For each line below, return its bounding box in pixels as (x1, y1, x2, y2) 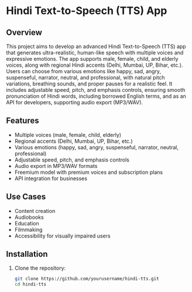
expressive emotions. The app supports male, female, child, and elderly (6, 56, 179, 62)
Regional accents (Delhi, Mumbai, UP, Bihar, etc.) (14, 138, 133, 145)
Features (6, 116, 39, 126)
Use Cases (6, 192, 46, 202)
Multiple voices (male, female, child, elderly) (14, 131, 122, 138)
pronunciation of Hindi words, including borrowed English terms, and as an (6, 92, 186, 99)
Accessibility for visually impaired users (14, 232, 111, 239)
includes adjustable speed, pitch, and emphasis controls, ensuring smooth (6, 87, 186, 93)
